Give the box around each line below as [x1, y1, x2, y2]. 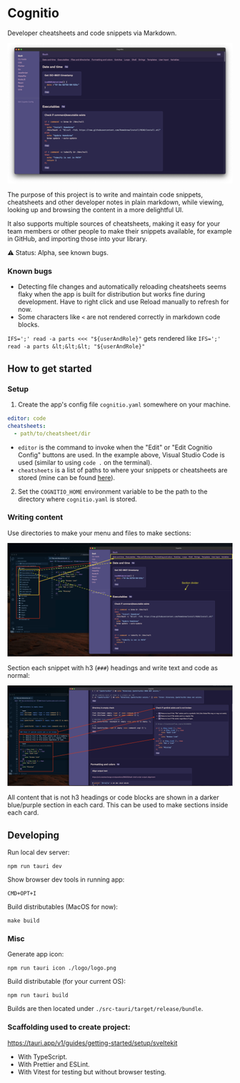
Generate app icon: [7, 950, 64, 959]
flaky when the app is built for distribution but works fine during [17, 290, 206, 299]
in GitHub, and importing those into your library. [7, 234, 148, 243]
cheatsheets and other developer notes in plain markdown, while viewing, [7, 198, 224, 206]
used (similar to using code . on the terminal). [17, 458, 152, 466]
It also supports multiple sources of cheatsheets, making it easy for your [7, 219, 221, 228]
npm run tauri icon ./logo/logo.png [7, 964, 116, 972]
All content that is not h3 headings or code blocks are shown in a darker [7, 793, 219, 802]
